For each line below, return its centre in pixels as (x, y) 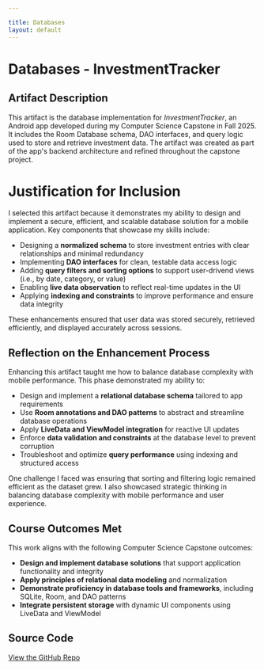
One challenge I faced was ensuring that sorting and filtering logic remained (132, 478)
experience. (28, 504)
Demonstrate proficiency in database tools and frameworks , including (136, 588)
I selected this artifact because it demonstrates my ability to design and (124, 213)
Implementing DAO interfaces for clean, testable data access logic (128, 262)
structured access (49, 463)
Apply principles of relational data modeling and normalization (123, 580)
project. (21, 159)
